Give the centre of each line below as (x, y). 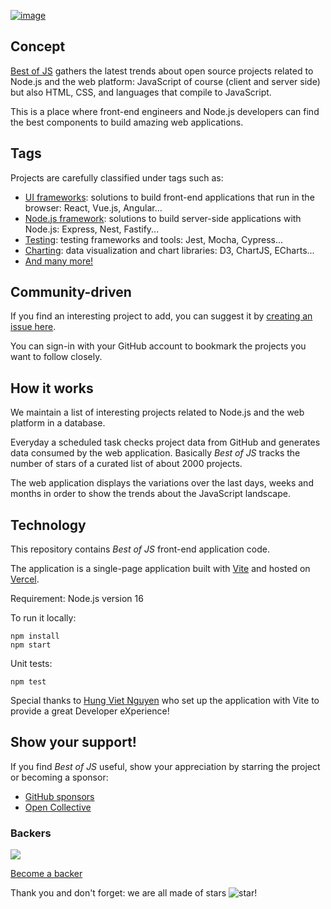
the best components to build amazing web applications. (127, 122)
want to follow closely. (56, 357)
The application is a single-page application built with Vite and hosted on (160, 569)
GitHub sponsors (59, 796)
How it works (52, 388)
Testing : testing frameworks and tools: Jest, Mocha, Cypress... (154, 239)
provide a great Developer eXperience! (90, 711)
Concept (38, 46)
